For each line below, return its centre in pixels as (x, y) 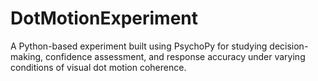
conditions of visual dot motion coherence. (98, 67)
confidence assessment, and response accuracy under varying (175, 56)
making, (27, 56)
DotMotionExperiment (104, 18)
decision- (289, 46)
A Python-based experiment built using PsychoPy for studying (139, 46)
